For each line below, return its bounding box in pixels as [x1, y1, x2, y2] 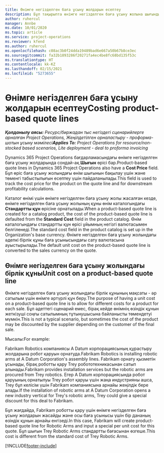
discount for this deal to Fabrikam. [5, 398, 74, 403]
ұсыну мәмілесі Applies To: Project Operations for [20, 139, 122, 145]
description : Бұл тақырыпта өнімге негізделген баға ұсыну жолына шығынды [5, 12, 161, 17]
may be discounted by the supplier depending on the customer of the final [5, 321, 155, 327]
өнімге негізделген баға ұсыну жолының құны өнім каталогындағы [5, 200, 145, 206]
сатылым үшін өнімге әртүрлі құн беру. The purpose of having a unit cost [5, 295, 155, 301]
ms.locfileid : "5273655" [5, 71, 56, 76]
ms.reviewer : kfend [5, 39, 45, 44]
